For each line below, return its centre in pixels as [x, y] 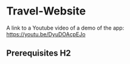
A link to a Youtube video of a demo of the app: [65, 28]
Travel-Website [46, 11]
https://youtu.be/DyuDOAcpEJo [46, 34]
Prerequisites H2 [39, 53]
